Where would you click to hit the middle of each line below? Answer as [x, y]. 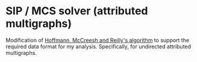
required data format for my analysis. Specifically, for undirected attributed [98, 46]
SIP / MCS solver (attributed [77, 11]
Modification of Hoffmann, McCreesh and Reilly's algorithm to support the [98, 40]
